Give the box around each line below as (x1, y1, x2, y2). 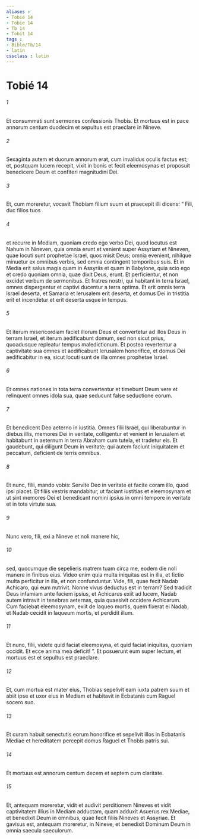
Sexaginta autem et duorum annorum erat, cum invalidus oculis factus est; (6, 156, 188, 163)
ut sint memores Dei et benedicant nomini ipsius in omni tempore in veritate (6, 494, 191, 501)
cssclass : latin (6, 53, 49, 59)
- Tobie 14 (6, 20, 33, 26)
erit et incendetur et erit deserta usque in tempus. (6, 296, 128, 303)
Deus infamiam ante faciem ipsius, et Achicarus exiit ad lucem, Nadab (6, 590, 177, 597)
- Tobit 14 (6, 31, 33, 37)
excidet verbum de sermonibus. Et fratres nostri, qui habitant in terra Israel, (6, 277, 190, 284)
